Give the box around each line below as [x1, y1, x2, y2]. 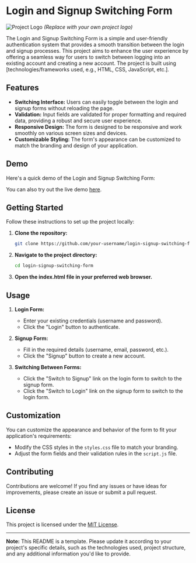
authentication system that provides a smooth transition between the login [6, 41, 185, 48]
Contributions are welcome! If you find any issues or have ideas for [6, 482, 167, 489]
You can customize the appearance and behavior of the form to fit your [6, 426, 177, 433]
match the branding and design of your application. [14, 142, 138, 149]
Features [6, 83, 39, 93]
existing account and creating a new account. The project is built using [6, 60, 177, 67]
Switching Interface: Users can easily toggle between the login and [14, 98, 178, 105]
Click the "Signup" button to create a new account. [23, 352, 146, 359]
